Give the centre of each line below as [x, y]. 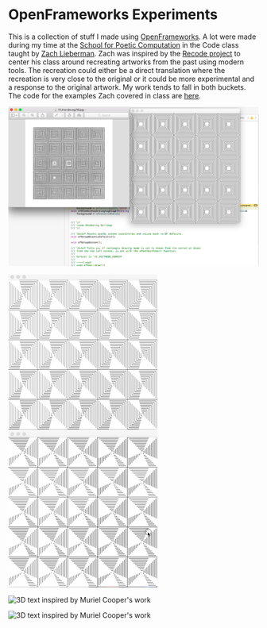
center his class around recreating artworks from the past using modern [126, 62]
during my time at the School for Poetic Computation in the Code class [124, 44]
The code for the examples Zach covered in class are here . [104, 95]
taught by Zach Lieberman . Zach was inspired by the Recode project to [124, 53]
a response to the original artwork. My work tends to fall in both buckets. [127, 87]
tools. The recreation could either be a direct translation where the [117, 70]
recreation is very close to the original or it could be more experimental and [132, 79]
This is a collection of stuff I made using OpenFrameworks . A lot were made [132, 37]
